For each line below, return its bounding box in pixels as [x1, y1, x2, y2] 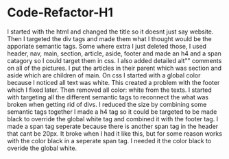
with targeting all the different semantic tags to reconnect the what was [7, 93, 209, 101]
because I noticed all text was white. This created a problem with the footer [7, 78, 220, 86]
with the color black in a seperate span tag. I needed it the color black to [7, 136, 212, 145]
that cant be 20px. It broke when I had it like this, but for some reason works [7, 129, 223, 138]
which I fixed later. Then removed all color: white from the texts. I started [7, 86, 213, 94]
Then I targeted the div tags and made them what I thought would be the [7, 34, 212, 42]
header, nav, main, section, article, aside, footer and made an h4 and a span [7, 49, 221, 58]
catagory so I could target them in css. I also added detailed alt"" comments [7, 56, 222, 64]
